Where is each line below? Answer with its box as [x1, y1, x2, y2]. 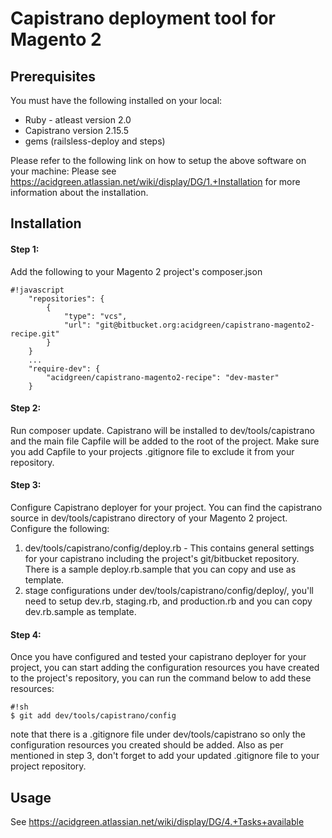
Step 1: [10, 243, 40, 255]
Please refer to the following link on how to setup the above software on [10, 155, 307, 166]
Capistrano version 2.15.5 [24, 125, 130, 136]
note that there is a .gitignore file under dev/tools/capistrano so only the [10, 728, 307, 741]
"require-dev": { [28, 363, 101, 374]
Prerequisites [10, 68, 96, 85]
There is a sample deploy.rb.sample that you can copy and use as [24, 563, 297, 575]
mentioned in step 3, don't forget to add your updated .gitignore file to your [10, 750, 320, 762]
